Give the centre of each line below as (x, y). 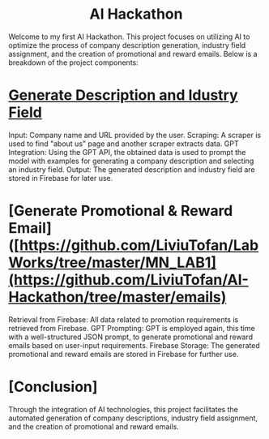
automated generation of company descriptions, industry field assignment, (133, 418)
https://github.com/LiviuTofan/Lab (139, 245)
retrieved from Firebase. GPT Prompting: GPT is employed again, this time (132, 328)
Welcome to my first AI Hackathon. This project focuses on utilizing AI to (129, 37)
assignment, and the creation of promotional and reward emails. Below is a (133, 54)
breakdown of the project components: (74, 62)
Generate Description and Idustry (123, 95)
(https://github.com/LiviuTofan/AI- (128, 280)
